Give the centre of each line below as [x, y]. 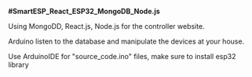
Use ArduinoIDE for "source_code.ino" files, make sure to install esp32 [122, 56]
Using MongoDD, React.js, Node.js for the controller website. [107, 26]
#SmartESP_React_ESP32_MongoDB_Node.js [84, 11]
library [18, 65]
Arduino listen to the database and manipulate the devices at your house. [126, 41]
